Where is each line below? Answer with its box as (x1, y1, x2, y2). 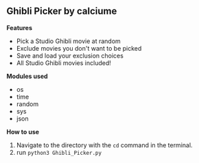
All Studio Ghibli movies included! (16, 58, 111, 67)
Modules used (6, 72, 49, 80)
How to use (6, 127, 39, 136)
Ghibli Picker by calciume (6, 5, 117, 17)
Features (6, 23, 32, 32)
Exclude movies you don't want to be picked (16, 44, 142, 52)
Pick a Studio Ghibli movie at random (16, 37, 121, 45)
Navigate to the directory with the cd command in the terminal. (16, 140, 193, 149)
